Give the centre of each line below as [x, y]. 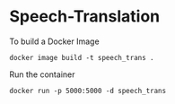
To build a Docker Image [55, 41]
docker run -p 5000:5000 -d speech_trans [88, 91]
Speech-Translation [84, 17]
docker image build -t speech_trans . [82, 57]
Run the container [42, 74]
